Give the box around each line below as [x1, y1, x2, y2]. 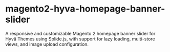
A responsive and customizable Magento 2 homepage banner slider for [5, 30, 156, 36]
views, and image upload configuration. [5, 41, 89, 47]
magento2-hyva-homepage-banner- [5, 3, 165, 15]
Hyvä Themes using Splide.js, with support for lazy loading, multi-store [5, 36, 155, 42]
